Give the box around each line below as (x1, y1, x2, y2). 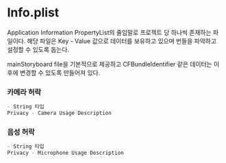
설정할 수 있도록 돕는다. (7, 45, 70, 53)
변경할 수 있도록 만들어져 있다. (19, 68, 101, 77)
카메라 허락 (7, 87, 42, 97)
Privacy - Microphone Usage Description (7, 149, 125, 157)
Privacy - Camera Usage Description (7, 110, 112, 117)
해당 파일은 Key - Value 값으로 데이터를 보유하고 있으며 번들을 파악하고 (27, 36, 217, 45)
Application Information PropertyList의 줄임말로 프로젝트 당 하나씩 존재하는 (7, 28, 212, 36)
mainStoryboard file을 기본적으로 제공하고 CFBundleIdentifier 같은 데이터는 (7, 60, 212, 68)
